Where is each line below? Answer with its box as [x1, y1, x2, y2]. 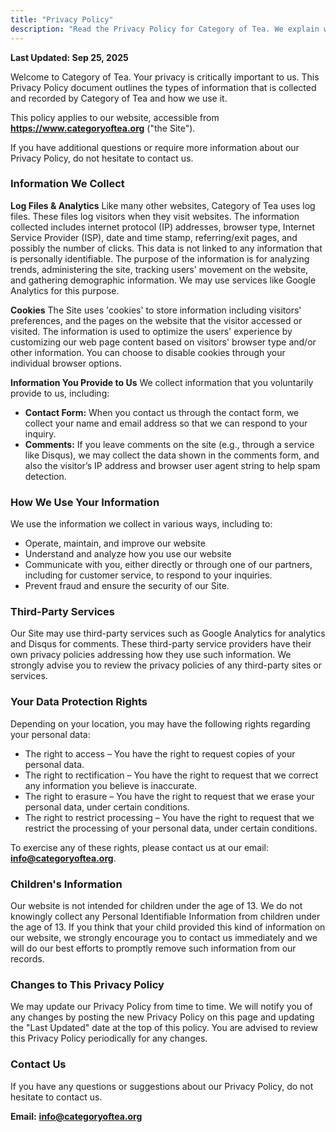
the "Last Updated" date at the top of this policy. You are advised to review [10, 1022, 318, 1034]
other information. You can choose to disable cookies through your [10, 346, 286, 358]
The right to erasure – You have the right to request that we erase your [24, 790, 315, 802]
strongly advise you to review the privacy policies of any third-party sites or [10, 659, 323, 671]
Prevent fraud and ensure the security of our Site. [24, 580, 230, 592]
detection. [24, 470, 67, 482]
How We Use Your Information [10, 495, 160, 509]
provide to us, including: [10, 387, 110, 399]
